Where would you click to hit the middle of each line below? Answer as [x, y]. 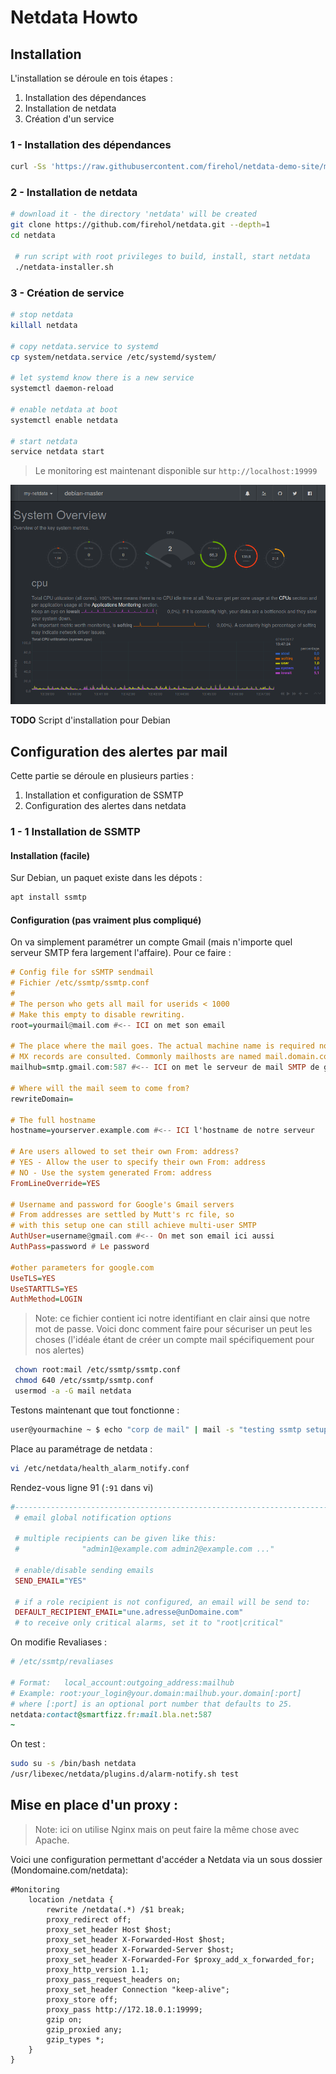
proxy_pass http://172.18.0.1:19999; [124, 2009]
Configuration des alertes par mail [119, 751]
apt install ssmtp [48, 897]
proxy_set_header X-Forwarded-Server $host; [140, 1949]
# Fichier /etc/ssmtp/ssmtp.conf [80, 983]
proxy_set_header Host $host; [109, 1929]
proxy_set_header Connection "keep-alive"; [138, 1989]
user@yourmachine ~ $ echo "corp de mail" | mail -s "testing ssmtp [156, 1429]
